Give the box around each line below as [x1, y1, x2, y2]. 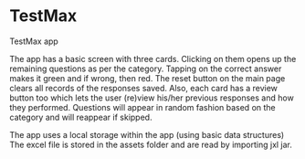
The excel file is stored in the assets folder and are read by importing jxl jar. [9, 139, 292, 150]
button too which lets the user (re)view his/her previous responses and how [9, 92, 294, 103]
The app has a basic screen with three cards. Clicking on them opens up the [9, 53, 297, 64]
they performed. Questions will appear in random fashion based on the [9, 101, 276, 112]
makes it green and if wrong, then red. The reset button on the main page [9, 72, 286, 83]
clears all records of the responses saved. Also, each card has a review [9, 82, 279, 93]
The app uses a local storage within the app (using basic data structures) [9, 129, 285, 140]
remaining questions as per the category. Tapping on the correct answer [9, 63, 282, 74]
